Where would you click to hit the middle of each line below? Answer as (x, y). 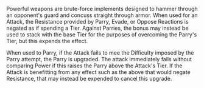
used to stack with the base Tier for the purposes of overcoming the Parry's (102, 35)
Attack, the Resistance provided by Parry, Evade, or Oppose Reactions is (97, 22)
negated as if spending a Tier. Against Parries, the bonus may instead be (97, 28)
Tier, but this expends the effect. (47, 41)
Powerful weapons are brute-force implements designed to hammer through (102, 9)
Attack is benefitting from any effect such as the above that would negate (98, 72)
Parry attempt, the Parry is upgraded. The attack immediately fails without (99, 59)
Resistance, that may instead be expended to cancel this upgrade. (89, 79)
